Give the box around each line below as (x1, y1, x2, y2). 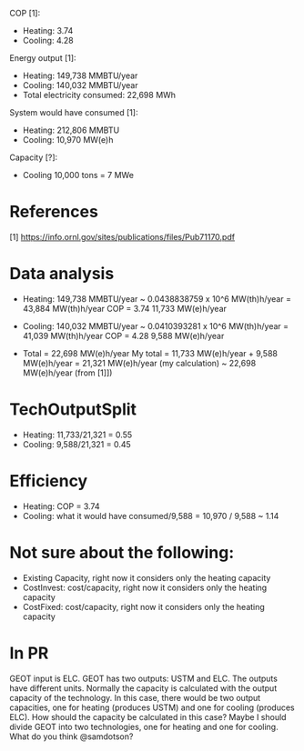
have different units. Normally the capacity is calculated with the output (9, 682, 278, 694)
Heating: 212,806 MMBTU (22, 125, 120, 135)
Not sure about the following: (9, 542, 235, 563)
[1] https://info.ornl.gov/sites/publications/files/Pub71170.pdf (9, 231, 235, 242)
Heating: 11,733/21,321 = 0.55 (22, 429, 133, 440)
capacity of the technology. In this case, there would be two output (9, 692, 261, 703)
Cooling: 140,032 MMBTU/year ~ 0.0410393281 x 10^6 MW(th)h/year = (22, 320, 289, 331)
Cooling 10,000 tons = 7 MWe (22, 170, 135, 180)
